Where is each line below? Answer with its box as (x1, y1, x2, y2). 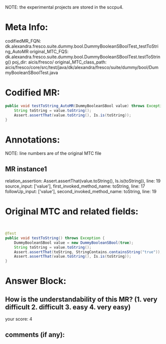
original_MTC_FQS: (29, 48, 69, 54)
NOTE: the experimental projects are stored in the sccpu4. (5, 4, 124, 10)
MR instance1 (5, 165, 47, 173)
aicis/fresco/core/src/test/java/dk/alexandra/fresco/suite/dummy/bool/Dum (5, 64, 159, 70)
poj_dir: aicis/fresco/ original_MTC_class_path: (12, 59, 107, 65)
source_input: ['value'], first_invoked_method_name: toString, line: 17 (5, 183, 145, 189)
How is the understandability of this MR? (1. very (5, 295, 158, 303)
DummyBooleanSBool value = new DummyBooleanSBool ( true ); (14, 240, 134, 245)
